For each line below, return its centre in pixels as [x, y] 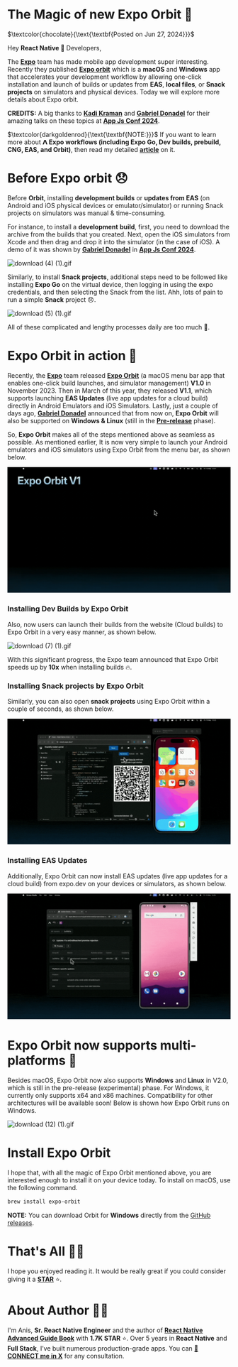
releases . [21, 1222]
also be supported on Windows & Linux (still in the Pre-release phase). [112, 420]
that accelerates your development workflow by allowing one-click [104, 77]
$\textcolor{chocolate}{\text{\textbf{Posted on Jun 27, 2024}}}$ [101, 34]
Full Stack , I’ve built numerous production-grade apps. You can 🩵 [103, 1348]
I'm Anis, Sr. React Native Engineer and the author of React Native [105, 1330]
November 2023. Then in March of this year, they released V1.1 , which [110, 391]
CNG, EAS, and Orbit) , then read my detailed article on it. [91, 149]
